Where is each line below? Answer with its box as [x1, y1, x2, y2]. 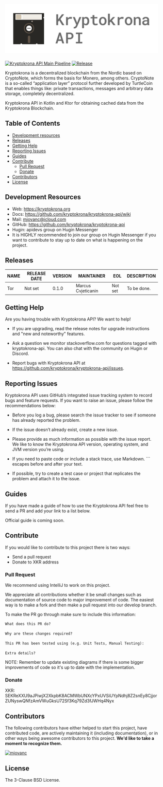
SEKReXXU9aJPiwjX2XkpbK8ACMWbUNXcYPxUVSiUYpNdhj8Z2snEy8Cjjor [5, 693, 158, 699]
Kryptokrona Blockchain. [5, 105, 54, 111]
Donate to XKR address [12, 559, 59, 565]
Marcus [76, 283, 91, 289]
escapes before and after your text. [12, 461, 83, 467]
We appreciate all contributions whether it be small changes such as [5, 592, 142, 598]
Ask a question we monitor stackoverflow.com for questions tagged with [12, 340, 157, 346]
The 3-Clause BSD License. [5, 777, 61, 783]
